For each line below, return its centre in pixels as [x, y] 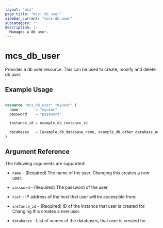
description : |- [21, 28]
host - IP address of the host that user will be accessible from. [74, 197]
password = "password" [36, 114]
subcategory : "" [21, 23]
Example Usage [29, 90]
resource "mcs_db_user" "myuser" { [41, 105]
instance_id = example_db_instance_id [49, 123]
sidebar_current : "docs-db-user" [39, 18]
